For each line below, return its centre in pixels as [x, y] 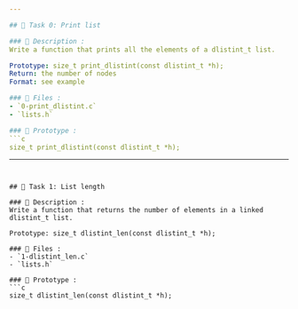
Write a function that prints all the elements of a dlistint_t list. [142, 50]
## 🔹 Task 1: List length [57, 187]
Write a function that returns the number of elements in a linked [137, 210]
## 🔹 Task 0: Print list [55, 25]
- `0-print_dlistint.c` [53, 107]
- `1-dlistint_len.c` [49, 257]
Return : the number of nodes [63, 74]
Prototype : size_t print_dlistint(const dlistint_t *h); [117, 66]
